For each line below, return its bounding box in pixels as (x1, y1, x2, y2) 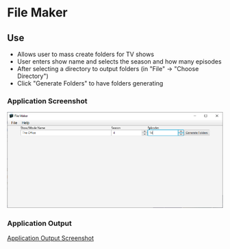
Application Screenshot (7, 96, 88, 105)
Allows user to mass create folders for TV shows (16, 50, 155, 58)
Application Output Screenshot (7, 234, 94, 242)
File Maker (7, 5, 68, 21)
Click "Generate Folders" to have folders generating (16, 79, 164, 87)
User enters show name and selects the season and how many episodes (16, 57, 222, 66)
